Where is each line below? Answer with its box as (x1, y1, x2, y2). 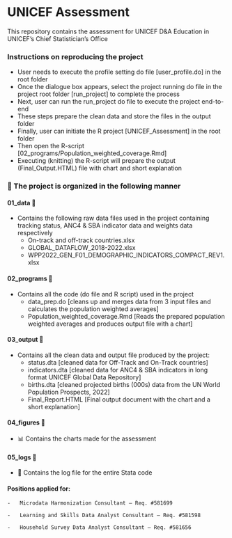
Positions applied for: (7, 484, 71, 493)
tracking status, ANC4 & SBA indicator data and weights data (17, 221, 193, 230)
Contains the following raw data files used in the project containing (17, 214, 210, 223)
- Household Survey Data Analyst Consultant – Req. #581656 (7, 524, 192, 531)
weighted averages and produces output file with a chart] (27, 319, 193, 328)
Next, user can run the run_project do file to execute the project (17, 97, 201, 106)
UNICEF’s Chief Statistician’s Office (7, 34, 108, 42)
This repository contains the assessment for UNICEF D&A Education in (7, 27, 210, 35)
